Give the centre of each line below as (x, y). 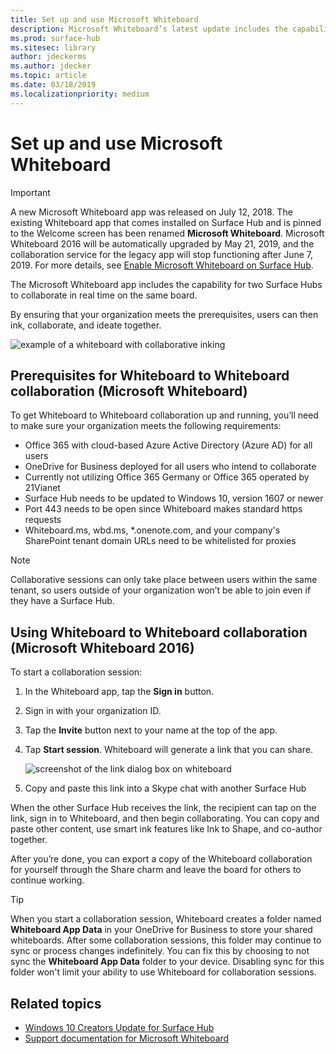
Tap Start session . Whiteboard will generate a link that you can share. (168, 750)
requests (43, 520)
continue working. (47, 880)
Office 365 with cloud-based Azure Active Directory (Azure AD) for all (168, 445)
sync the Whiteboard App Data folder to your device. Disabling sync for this (167, 962)
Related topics (56, 1003)
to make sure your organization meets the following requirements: (146, 426)
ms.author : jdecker (51, 66)
